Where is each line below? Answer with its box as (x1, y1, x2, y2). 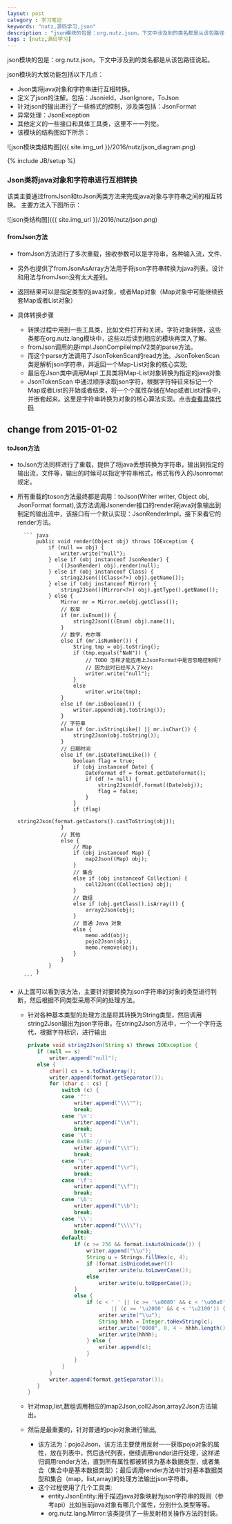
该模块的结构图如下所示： (17, 129, 90, 137)
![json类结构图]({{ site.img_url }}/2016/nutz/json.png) (7, 216, 157, 224)
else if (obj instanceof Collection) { (72, 875, 188, 882)
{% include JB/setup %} (7, 157, 76, 165)
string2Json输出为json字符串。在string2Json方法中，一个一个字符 (27, 1019, 216, 1028)
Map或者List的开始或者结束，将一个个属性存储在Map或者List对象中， (27, 386, 224, 394)
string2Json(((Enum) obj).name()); (72, 618, 175, 625)
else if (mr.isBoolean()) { (61, 701, 142, 708)
